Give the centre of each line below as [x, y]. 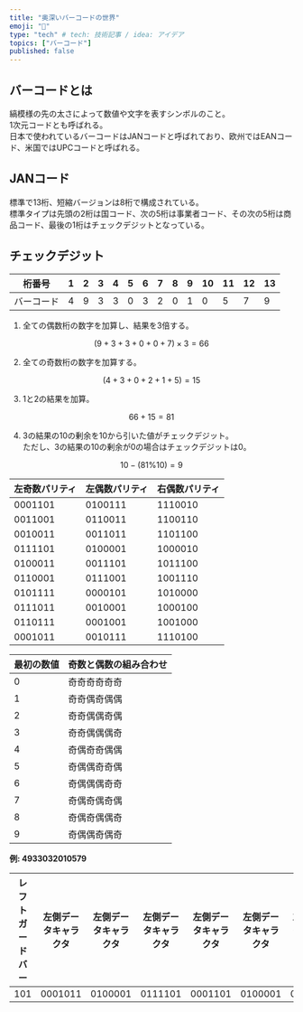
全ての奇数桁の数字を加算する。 [82, 361]
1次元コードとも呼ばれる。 [59, 125]
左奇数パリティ [46, 489]
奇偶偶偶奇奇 [96, 783]
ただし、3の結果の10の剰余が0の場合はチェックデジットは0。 [137, 446]
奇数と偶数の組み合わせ [118, 664]
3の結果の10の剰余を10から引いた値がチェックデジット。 [128, 436]
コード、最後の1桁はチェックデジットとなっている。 [113, 225]
